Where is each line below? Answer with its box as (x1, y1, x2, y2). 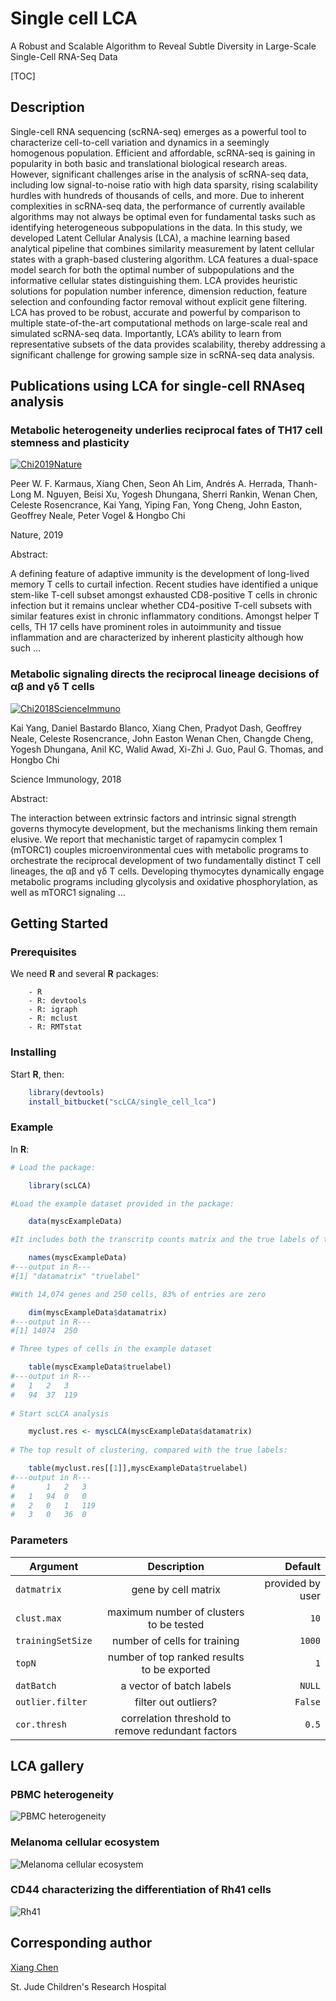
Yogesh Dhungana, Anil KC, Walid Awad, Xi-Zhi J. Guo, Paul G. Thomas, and (10, 743, 324, 755)
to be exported (141, 1662, 211, 1676)
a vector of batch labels (120, 1678, 232, 1692)
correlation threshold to (120, 1711, 232, 1725)
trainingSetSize (15, 1635, 93, 1646)
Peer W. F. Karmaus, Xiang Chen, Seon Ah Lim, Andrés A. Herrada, (10, 478, 286, 490)
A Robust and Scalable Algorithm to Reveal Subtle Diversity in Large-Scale (10, 40, 317, 52)
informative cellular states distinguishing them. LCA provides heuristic (10, 274, 298, 286)
